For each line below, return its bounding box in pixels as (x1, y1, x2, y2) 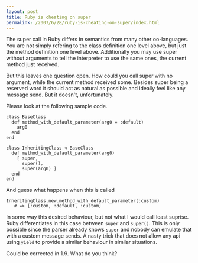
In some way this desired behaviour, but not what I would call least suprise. (6, 213, 189, 220)
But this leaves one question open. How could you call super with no (6, 72, 173, 80)
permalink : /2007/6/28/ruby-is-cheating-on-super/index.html (6, 20, 160, 25)
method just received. (6, 61, 59, 68)
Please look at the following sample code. (6, 103, 108, 110)
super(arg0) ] (21, 166, 57, 172)
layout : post (6, 8, 38, 15)
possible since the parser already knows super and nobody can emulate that (6, 226, 192, 233)
